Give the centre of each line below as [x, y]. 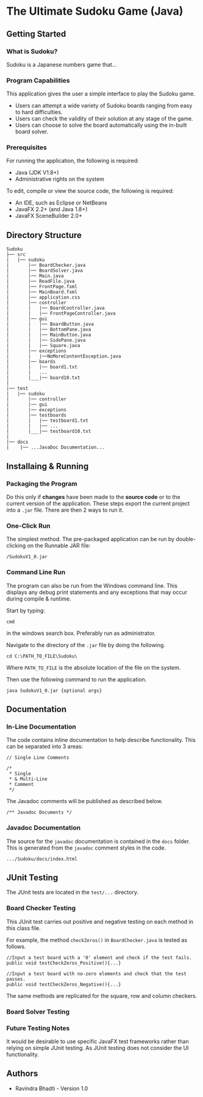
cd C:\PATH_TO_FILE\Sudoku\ [42, 656]
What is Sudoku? [32, 51]
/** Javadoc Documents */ [39, 812]
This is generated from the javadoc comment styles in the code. [86, 848]
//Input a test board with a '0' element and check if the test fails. [99, 957]
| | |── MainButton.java [49, 335]
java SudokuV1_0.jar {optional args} [54, 691]
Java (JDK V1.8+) [37, 173]
